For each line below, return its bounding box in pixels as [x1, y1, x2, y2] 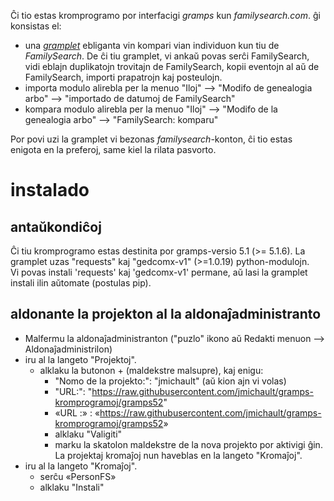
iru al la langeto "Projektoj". [24, 353, 137, 365]
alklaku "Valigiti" [54, 428, 123, 440]
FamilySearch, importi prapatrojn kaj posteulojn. [24, 71, 223, 83]
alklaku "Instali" [39, 481, 105, 493]
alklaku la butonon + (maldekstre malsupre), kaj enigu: [39, 364, 264, 376]
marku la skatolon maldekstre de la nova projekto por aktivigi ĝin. [54, 438, 323, 450]
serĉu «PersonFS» [39, 470, 117, 482]
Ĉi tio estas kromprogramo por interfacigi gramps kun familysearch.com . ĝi [10, 10, 321, 21]
